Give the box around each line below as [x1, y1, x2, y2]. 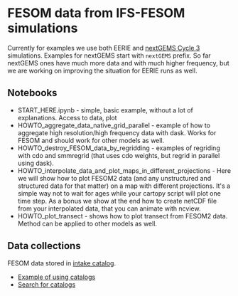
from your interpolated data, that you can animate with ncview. [17, 204, 201, 213]
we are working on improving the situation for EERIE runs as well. [7, 66, 198, 75]
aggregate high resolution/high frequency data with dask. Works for [17, 128, 217, 137]
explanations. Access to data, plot [17, 113, 117, 122]
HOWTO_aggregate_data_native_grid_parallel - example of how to [17, 121, 211, 129]
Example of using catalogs [17, 273, 96, 281]
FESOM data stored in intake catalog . [7, 258, 116, 268]
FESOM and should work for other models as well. [17, 136, 165, 144]
